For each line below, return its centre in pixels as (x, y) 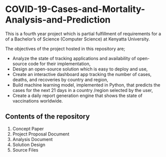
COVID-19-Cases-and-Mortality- (75, 9)
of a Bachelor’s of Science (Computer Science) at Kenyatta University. (78, 39)
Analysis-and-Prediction (58, 20)
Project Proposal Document (41, 134)
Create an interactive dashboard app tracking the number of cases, (82, 74)
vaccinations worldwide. (38, 100)
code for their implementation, (59, 63)
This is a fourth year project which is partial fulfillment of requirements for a (83, 33)
